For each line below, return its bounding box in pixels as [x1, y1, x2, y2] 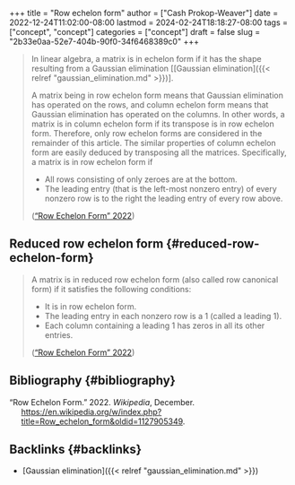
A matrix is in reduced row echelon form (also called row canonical [30, 273, 279, 285]
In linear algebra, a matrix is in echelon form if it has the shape [30, 54, 262, 64]
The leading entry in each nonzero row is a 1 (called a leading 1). [44, 310, 282, 321]
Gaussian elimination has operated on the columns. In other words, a [30, 109, 285, 119]
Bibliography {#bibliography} [9, 373, 177, 388]
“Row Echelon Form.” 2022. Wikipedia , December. [9, 396, 195, 407]
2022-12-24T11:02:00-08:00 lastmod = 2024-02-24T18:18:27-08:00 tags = [9, 17, 289, 28]
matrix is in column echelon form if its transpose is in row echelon [30, 118, 275, 129]
